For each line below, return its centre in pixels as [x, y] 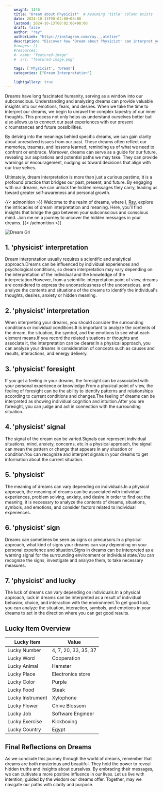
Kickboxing [65, 722]
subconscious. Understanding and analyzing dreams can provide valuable [79, 101]
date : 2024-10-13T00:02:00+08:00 [48, 19]
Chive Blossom [69, 706]
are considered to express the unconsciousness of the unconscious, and [78, 285]
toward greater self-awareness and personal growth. [58, 193]
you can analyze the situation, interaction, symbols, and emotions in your [78, 608]
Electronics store [71, 674]
